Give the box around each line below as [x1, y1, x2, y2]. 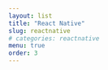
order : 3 [8, 49, 38, 57]
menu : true [8, 42, 45, 50]
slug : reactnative [8, 27, 71, 35]
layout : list [8, 11, 53, 20]
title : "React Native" [8, 19, 85, 27]
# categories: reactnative [8, 34, 100, 43]
